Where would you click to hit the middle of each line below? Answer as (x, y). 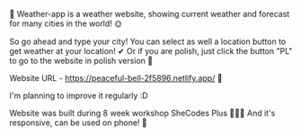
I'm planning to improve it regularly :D (79, 96)
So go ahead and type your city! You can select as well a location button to (148, 41)
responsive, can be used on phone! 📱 (78, 123)
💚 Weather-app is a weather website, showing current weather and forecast (150, 14)
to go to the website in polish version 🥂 (81, 60)
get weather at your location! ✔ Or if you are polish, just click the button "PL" (151, 51)
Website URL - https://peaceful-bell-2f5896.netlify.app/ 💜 (116, 78)
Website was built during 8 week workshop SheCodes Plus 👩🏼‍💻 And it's (142, 113)
